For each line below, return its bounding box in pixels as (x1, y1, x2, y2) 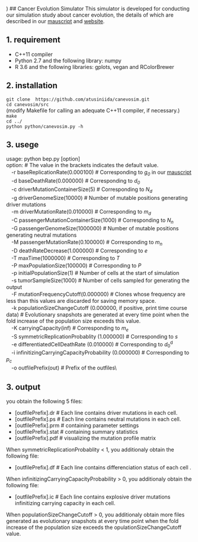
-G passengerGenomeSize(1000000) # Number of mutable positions (11, 225, 179, 232)
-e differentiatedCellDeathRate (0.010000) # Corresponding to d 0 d (11, 340, 173, 349)
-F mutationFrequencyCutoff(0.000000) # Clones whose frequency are (11, 291, 186, 298)
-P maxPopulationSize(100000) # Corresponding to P (11, 262, 142, 270)
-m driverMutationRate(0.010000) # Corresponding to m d (11, 208, 151, 217)
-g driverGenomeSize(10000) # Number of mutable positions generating (11, 194, 188, 201)
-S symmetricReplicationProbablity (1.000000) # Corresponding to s (11, 333, 178, 340)
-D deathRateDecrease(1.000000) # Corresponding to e (11, 247, 148, 255)
